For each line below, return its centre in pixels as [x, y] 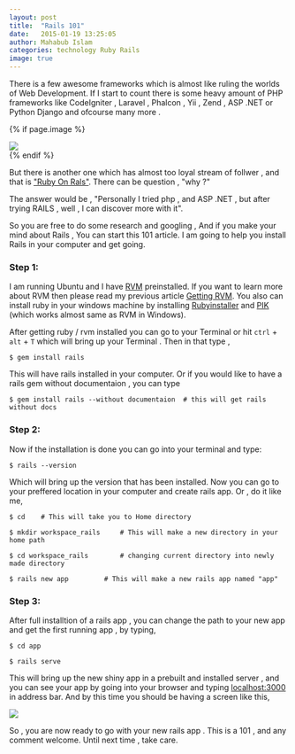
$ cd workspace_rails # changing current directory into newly [142, 556]
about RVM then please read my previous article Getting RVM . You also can [146, 296]
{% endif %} [32, 155]
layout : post [33, 17]
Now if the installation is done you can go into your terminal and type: [136, 449]
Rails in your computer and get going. [77, 244]
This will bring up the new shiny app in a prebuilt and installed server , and [144, 678]
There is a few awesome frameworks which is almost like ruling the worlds [144, 84]
